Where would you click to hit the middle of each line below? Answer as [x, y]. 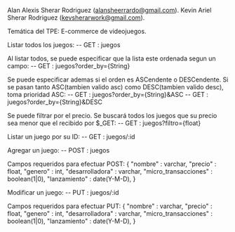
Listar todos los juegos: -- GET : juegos [64, 45]
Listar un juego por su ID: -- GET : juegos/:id [71, 137]
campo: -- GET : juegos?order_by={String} [69, 66]
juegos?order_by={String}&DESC [55, 102]
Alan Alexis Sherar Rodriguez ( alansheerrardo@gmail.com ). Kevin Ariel [109, 10]
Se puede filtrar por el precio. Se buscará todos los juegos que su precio [112, 116]
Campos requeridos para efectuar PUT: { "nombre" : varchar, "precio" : [110, 206]
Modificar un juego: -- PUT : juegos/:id [63, 192]
